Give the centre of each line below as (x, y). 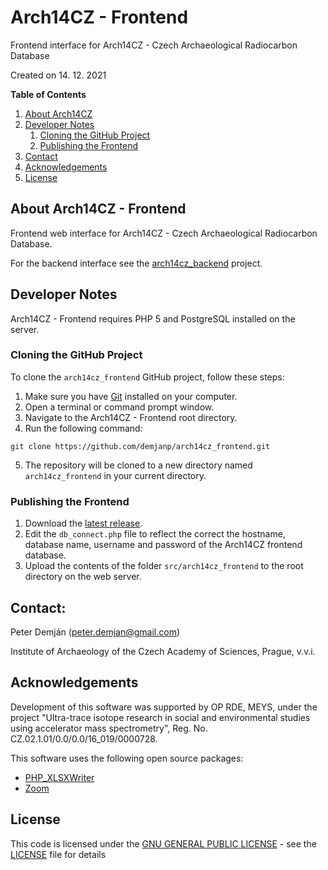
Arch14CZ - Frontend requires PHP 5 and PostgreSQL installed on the (153, 318)
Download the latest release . (83, 523)
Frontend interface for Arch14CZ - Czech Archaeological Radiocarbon (154, 45)
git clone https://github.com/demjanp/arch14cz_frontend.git (140, 446)
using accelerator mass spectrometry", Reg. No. (109, 728)
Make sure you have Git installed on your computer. (131, 396)
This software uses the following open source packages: (127, 758)
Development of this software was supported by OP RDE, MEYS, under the (164, 707)
